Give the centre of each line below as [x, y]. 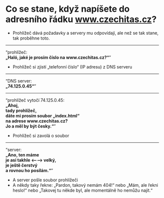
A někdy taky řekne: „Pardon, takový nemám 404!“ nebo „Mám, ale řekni [85, 185]
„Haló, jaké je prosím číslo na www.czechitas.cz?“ [57, 57]
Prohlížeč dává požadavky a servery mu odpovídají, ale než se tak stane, [85, 33]
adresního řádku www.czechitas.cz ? [81, 19]
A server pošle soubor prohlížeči [45, 180]
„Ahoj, [12, 105]
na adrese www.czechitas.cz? [37, 121]
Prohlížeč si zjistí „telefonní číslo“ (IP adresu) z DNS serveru [72, 66]
